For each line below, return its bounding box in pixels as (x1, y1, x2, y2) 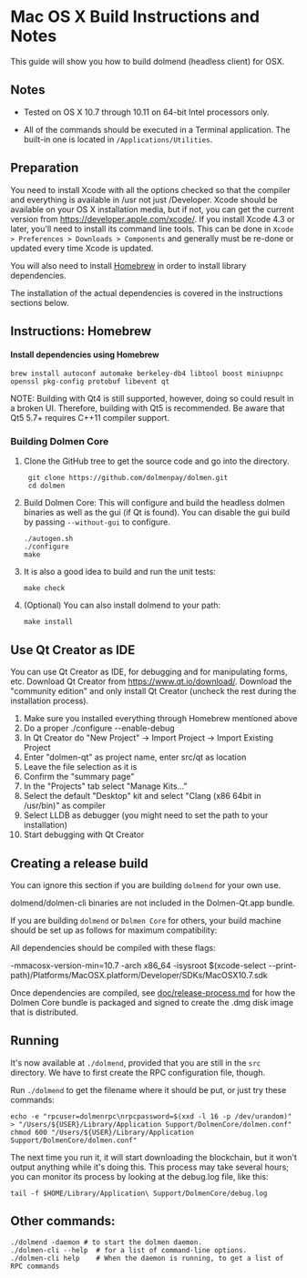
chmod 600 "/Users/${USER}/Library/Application (10, 1128, 195, 1137)
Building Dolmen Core (10, 435, 109, 448)
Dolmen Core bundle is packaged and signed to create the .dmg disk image (10, 997, 294, 1008)
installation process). (10, 695, 89, 707)
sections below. (10, 297, 69, 308)
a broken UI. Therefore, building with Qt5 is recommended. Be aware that (10, 403, 285, 414)
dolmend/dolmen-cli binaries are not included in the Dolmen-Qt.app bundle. (10, 897, 295, 908)
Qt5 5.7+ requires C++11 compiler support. (10, 413, 170, 424)
